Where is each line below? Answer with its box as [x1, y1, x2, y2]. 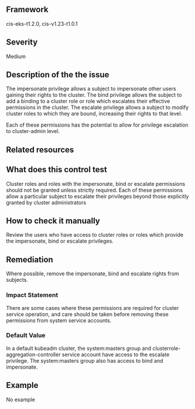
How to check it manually [6, 216, 101, 226]
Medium [6, 53, 26, 60]
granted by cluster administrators [6, 199, 87, 206]
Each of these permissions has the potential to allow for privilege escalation [6, 121, 189, 128]
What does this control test [6, 165, 107, 175]
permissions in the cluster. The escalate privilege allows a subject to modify [6, 104, 189, 111]
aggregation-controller [6, 351, 61, 358]
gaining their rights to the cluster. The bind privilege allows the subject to [6, 91, 182, 98]
